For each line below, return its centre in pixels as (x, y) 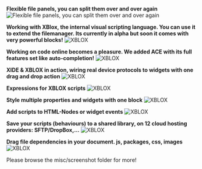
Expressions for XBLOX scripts (46, 88)
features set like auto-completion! (50, 58)
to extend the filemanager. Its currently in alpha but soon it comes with (97, 33)
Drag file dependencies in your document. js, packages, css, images (95, 142)
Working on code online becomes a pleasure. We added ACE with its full (99, 52)
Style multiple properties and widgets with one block (75, 100)
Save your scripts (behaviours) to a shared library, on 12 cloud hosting (97, 123)
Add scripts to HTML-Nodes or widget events (65, 112)
